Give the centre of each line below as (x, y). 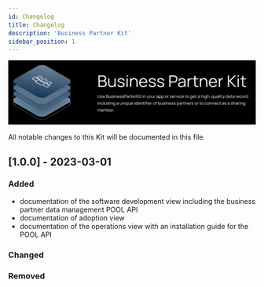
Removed (27, 276)
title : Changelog (37, 25)
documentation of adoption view (72, 218)
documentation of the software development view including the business (137, 201)
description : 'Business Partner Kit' (70, 33)
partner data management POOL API (79, 209)
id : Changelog (31, 16)
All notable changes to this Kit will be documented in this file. (107, 137)
